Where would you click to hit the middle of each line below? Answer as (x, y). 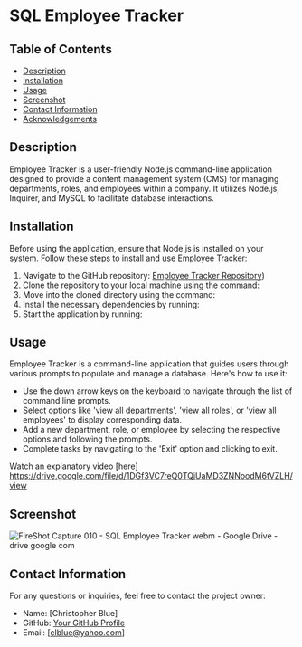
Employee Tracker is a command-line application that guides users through (149, 364)
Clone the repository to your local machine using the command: (141, 285)
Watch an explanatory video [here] (74, 466)
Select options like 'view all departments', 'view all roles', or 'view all (150, 410)
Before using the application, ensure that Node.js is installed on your (137, 248)
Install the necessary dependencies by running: (111, 304)
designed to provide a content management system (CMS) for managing (144, 178)
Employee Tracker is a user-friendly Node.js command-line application (141, 169)
